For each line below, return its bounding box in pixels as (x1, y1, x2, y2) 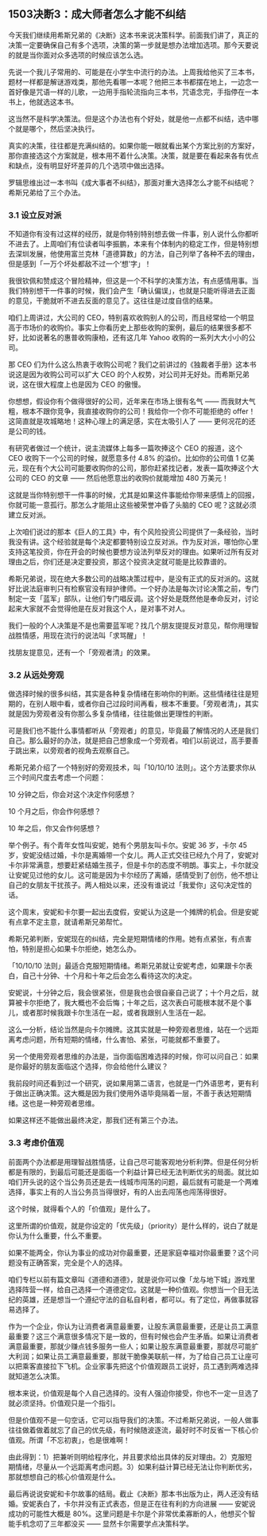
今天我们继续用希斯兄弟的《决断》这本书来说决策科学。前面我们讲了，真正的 (8, 30, 259, 40)
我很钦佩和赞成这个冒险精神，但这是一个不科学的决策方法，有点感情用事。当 (8, 276, 259, 285)
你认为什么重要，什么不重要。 (8, 1231, 106, 1240)
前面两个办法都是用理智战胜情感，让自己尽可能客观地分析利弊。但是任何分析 (8, 1157, 259, 1166)
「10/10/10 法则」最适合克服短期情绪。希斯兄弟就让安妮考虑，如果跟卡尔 (8, 961, 246, 971)
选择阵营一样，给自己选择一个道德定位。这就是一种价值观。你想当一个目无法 (8, 1284, 259, 1294)
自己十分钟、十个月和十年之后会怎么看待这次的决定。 (21, 971, 196, 980)
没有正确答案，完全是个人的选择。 (14, 1258, 127, 1267)
